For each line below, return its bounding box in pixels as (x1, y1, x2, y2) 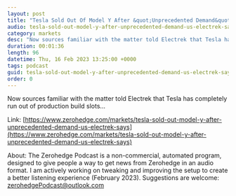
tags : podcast (7, 62, 49, 69)
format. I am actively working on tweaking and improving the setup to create (7, 166, 228, 175)
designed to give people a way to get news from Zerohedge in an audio (7, 159, 214, 167)
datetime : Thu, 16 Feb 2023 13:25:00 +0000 (7, 56, 137, 63)
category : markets (7, 29, 61, 37)
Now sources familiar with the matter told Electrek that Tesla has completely (7, 94, 228, 103)
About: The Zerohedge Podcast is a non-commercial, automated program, (7, 151, 222, 160)
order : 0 (7, 75, 33, 83)
